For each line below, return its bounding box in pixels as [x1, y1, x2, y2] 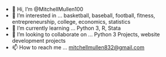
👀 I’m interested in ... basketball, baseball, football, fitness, [11, 12, 155, 19]
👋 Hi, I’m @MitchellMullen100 [11, 6, 84, 12]
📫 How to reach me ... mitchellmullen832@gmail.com [11, 44, 145, 50]
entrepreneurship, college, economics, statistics [11, 18, 131, 25]
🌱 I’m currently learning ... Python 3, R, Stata [11, 24, 121, 31]
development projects [11, 37, 66, 44]
